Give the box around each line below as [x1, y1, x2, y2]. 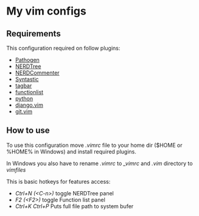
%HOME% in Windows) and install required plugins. [6, 147, 137, 155]
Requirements [6, 29, 61, 39]
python [15, 95, 33, 102]
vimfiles [6, 166, 26, 174]
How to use [6, 126, 50, 136]
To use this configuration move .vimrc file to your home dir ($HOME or [6, 141, 183, 149]
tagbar [15, 82, 32, 89]
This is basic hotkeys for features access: [6, 178, 111, 185]
